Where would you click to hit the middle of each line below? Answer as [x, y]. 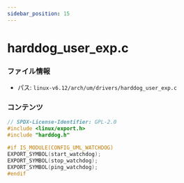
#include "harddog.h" [39, 135]
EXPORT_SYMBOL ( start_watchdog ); [54, 154]
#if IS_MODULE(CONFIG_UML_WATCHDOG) [60, 148]
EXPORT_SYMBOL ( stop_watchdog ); [53, 161]
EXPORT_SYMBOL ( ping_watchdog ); [53, 167]
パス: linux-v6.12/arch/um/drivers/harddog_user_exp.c [97, 88]
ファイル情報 [29, 71]
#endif [17, 174]
